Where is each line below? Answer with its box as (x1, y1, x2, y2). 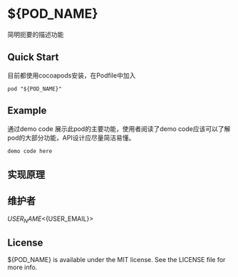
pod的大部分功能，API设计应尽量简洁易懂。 (7, 133, 135, 142)
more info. (7, 263, 38, 272)
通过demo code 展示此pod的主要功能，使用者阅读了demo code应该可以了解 (7, 124, 231, 133)
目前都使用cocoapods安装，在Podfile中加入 (7, 70, 136, 80)
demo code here (7, 147, 53, 155)
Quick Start (7, 51, 59, 63)
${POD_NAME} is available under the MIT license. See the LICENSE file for (7, 256, 226, 264)
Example (7, 105, 47, 117)
